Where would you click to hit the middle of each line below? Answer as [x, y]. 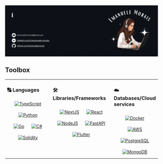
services [124, 104]
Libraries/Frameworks [79, 98]
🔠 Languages [23, 90]
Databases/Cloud [135, 98]
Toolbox [17, 70]
